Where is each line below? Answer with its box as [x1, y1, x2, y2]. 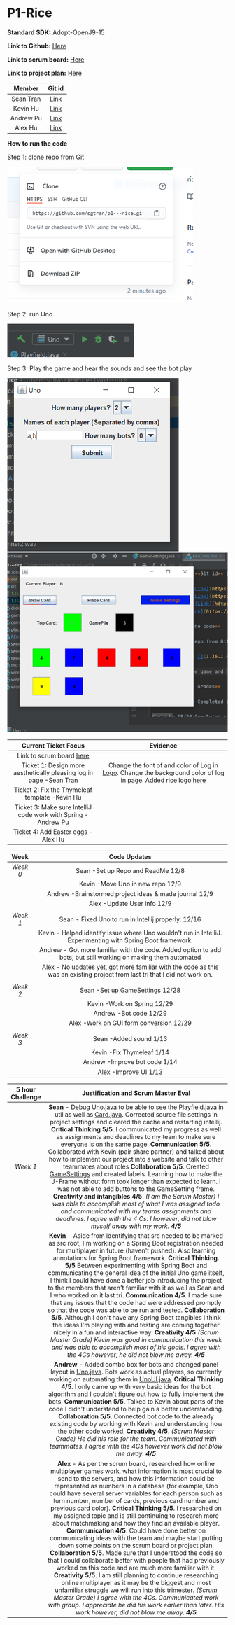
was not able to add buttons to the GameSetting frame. [57, 1185, 215, 1193]
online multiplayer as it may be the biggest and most [61, 1578, 211, 1586]
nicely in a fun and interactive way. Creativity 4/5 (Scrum [53, 1328, 219, 1337]
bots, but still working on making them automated [59, 953, 201, 961]
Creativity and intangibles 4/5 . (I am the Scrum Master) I [52, 1192, 220, 1200]
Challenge [10, 1092, 41, 1101]
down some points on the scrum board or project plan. [58, 1541, 215, 1549]
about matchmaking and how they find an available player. [52, 1519, 220, 1527]
